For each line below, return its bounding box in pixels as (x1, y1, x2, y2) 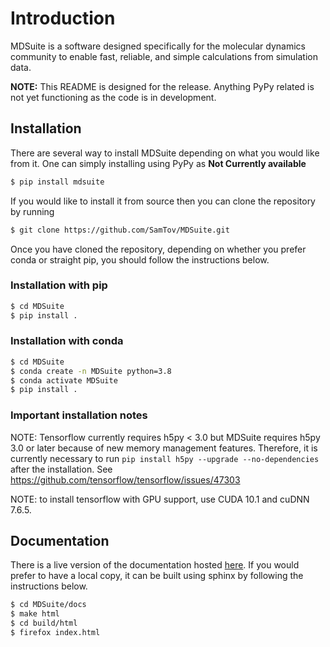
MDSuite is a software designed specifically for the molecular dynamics (10, 40, 306, 52)
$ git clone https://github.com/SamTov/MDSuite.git (10, 225, 230, 235)
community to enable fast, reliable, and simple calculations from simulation (10, 50, 319, 62)
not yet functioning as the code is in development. (10, 91, 217, 103)
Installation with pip (10, 278, 108, 292)
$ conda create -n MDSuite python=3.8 (10, 366, 172, 376)
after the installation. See (10, 463, 113, 475)
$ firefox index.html (10, 628, 101, 638)
